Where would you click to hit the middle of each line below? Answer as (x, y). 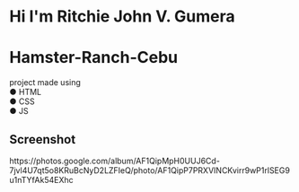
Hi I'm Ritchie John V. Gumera (122, 17)
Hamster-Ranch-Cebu (93, 58)
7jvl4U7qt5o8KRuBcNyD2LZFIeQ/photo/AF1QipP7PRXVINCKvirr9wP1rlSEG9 (149, 170)
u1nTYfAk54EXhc (41, 179)
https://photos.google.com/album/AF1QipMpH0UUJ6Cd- (114, 161)
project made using (45, 83)
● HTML (26, 92)
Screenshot (43, 140)
